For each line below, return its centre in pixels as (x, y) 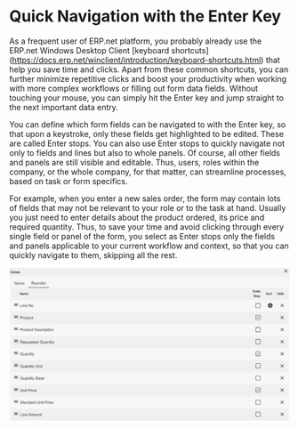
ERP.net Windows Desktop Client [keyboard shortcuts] (109, 50)
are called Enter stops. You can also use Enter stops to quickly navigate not (147, 143)
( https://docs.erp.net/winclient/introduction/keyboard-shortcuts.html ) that (145, 60)
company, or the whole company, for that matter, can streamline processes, (148, 172)
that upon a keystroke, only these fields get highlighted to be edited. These (147, 134)
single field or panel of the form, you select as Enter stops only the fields (142, 236)
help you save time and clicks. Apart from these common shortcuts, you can (149, 69)
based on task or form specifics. (68, 181)
